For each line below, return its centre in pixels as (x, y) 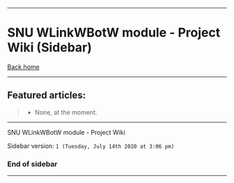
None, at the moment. (66, 112)
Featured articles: (47, 95)
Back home (23, 66)
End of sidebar (32, 163)
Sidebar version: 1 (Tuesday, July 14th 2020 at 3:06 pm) (91, 146)
